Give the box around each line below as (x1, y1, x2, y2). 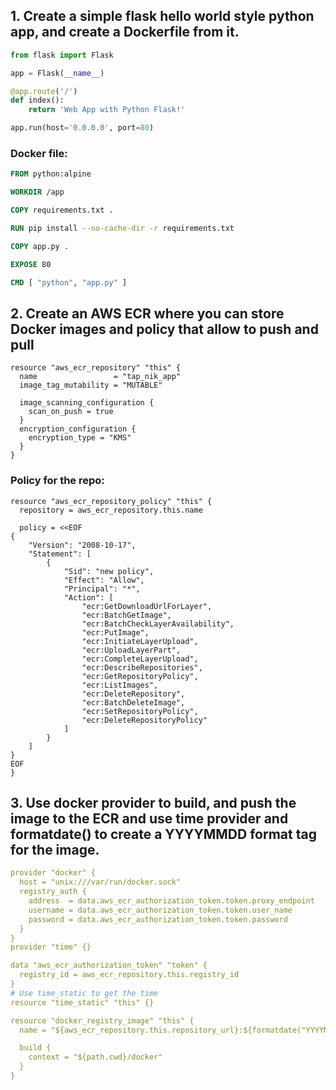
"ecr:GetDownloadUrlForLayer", (81, 601, 213, 611)
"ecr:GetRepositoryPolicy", (81, 671, 199, 681)
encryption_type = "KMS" (28, 433, 132, 443)
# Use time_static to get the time (10, 988, 159, 998)
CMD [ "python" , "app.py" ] (10, 277, 128, 288)
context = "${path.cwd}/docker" (28, 1052, 163, 1063)
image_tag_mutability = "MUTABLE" (19, 380, 163, 391)
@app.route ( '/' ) (10, 86, 78, 96)
